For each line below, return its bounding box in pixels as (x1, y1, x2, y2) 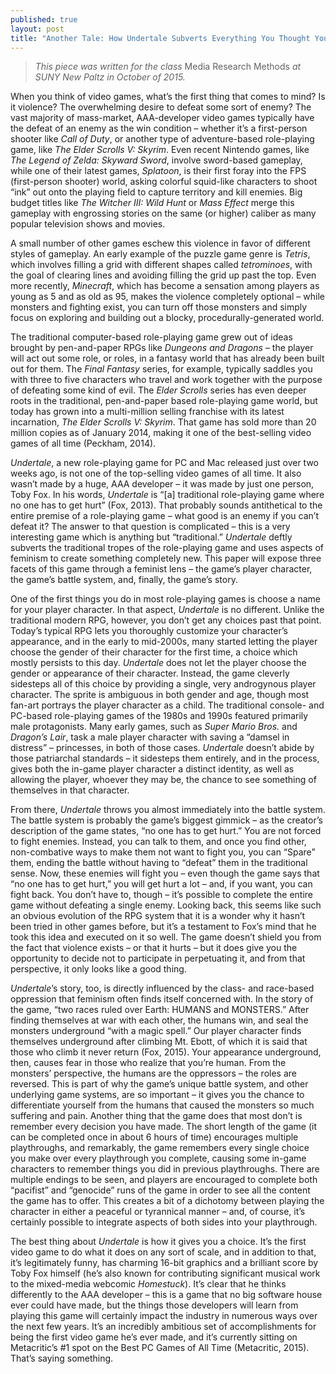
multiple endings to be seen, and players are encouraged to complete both (10, 1174, 318, 1186)
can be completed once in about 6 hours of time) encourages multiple (10, 1131, 299, 1143)
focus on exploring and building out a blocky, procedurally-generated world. (10, 312, 325, 324)
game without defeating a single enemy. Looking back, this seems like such (10, 899, 322, 911)
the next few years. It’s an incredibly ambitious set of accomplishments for (10, 1321, 317, 1333)
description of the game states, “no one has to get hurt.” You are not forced (10, 825, 322, 837)
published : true (10, 14, 78, 25)
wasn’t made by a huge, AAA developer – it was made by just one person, (10, 478, 315, 490)
